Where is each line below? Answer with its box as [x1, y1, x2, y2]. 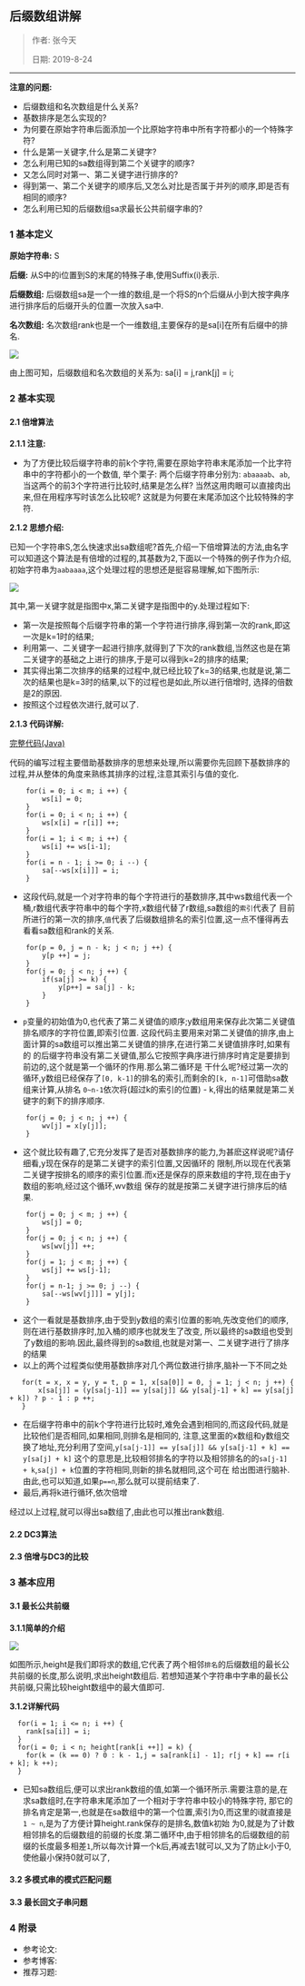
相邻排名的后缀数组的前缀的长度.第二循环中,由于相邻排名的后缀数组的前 [22, 1829, 290, 1840]
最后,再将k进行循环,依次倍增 [22, 1487, 128, 1498]
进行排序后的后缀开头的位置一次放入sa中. [9, 301, 164, 311]
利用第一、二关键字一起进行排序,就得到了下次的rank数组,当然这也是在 [22, 643, 283, 654]
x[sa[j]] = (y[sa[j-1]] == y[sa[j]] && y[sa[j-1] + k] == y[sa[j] [37, 1386, 295, 1396]
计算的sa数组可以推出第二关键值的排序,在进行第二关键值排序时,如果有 [30, 1039, 291, 1050]
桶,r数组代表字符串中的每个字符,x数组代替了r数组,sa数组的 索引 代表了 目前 [22, 903, 296, 914]
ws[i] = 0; [42, 795, 84, 804]
